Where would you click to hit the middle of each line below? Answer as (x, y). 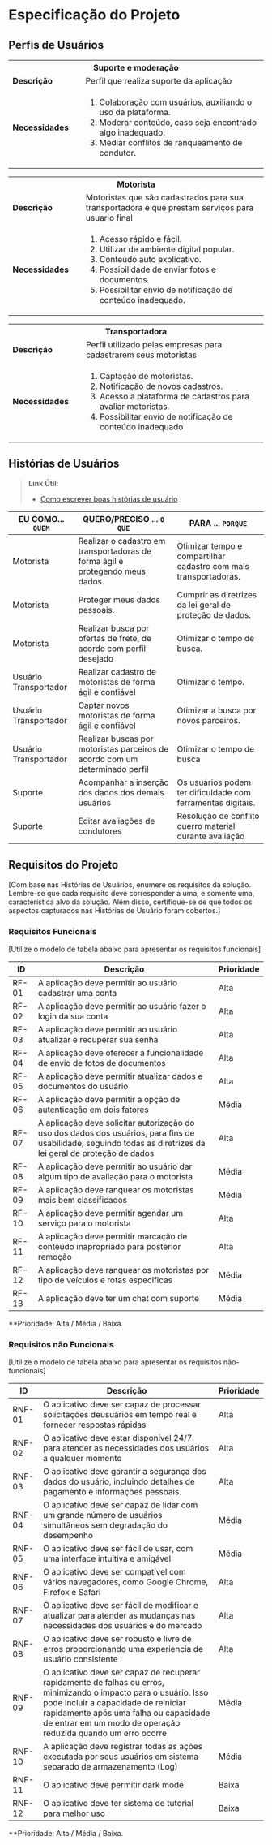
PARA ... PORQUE (218, 523)
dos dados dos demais (121, 792)
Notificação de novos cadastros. (161, 386)
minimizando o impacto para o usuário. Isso (126, 1692)
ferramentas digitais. (216, 803)
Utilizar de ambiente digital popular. (167, 249)
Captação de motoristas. (147, 376)
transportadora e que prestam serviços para (170, 207)
